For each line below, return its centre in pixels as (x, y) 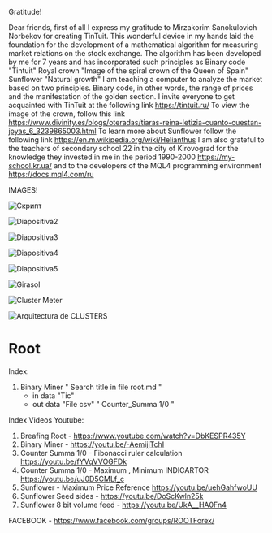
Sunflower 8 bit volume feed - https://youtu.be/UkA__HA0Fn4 (123, 505)
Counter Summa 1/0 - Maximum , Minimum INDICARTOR (114, 470)
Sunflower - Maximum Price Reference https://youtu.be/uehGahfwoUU (139, 487)
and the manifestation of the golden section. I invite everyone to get (122, 96)
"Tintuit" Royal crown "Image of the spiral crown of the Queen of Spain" (129, 71)
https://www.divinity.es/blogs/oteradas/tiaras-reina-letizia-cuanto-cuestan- (135, 122)
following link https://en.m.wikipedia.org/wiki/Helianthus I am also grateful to (136, 140)
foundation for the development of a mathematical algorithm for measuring (133, 45)
